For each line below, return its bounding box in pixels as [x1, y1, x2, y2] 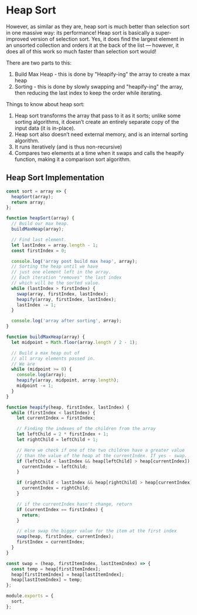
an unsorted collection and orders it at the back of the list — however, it [6, 42, 179, 49]
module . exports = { [6, 593, 54, 599]
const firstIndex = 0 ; [11, 248, 67, 254]
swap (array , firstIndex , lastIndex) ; [16, 291, 109, 297]
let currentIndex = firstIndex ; [16, 415, 96, 421]
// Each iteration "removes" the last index [11, 275, 122, 281]
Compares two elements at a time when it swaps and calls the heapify [14, 149, 184, 156]
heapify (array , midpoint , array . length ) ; [16, 377, 119, 383]
